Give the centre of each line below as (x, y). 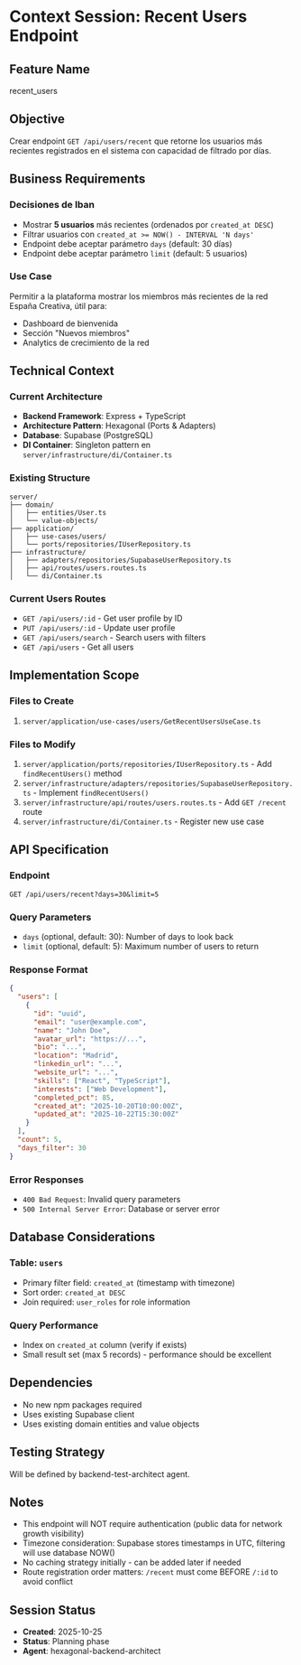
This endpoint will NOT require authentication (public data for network (152, 1524)
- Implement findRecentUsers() (91, 793)
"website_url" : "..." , (76, 1072)
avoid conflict (48, 1582)
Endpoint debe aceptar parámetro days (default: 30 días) (127, 243)
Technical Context (62, 371)
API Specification (59, 850)
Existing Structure (50, 478)
